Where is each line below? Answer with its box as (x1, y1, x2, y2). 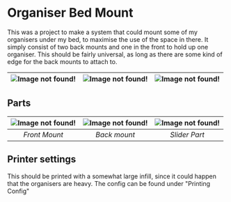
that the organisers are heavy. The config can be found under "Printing (7, 179, 211, 187)
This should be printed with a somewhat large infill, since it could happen (7, 172, 217, 180)
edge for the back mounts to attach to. (7, 57, 118, 65)
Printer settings (7, 153, 77, 165)
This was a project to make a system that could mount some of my (7, 28, 198, 36)
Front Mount (23, 130, 64, 139)
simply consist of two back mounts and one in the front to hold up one (7, 42, 209, 51)
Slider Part (170, 130, 205, 139)
